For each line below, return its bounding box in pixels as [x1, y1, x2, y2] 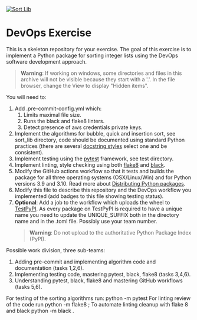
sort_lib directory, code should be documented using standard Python [14, 136, 185, 143]
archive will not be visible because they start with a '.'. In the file [20, 75, 175, 83]
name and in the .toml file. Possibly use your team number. [14, 217, 157, 225]
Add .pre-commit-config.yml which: [14, 105, 102, 112]
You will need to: [6, 93, 47, 100]
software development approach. [6, 58, 87, 65]
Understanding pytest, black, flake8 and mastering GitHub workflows [14, 277, 183, 284]
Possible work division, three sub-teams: [6, 246, 105, 253]
